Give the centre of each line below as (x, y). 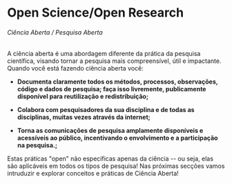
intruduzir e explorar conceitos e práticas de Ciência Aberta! (93, 174)
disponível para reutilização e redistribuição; (83, 96)
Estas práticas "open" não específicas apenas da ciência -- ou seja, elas (110, 159)
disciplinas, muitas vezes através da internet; (84, 117)
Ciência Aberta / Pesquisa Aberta (55, 32)
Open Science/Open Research (96, 13)
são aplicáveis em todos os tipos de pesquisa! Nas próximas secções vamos (116, 166)
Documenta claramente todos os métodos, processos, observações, (117, 82)
